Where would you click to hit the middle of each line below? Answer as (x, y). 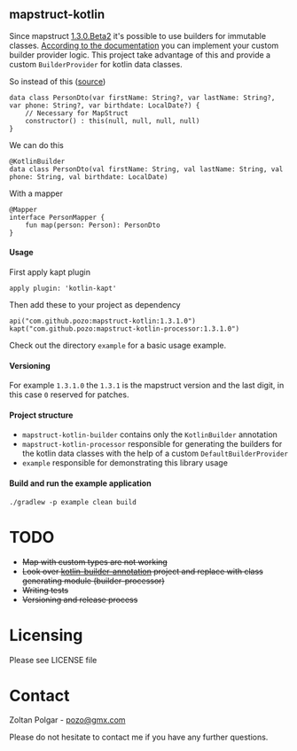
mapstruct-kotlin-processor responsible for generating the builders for (152, 444)
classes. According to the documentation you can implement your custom (144, 45)
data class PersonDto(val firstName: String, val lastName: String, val (146, 169)
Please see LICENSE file (53, 660)
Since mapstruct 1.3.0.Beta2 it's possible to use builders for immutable (138, 35)
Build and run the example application (81, 483)
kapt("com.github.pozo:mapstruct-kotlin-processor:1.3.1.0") (125, 329)
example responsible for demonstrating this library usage (125, 463)
